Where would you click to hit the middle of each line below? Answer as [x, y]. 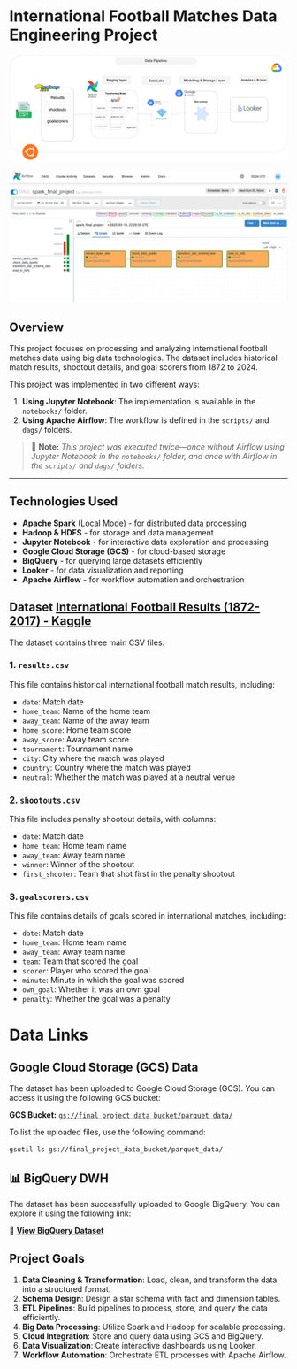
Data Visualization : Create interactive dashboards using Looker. [139, 1345]
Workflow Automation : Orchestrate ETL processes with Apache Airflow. [154, 1355]
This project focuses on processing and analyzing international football [138, 348]
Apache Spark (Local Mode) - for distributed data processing [134, 523]
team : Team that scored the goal [80, 961]
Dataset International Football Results [115, 608]
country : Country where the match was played [107, 767]
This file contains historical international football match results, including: [142, 684]
